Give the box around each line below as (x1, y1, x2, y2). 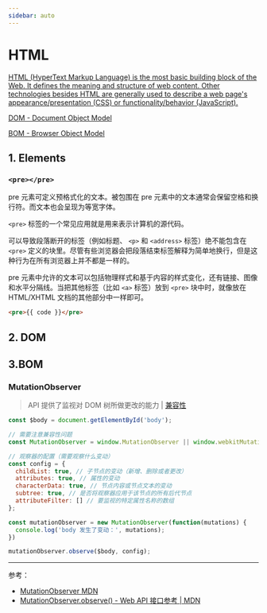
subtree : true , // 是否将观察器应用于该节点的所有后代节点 (15, 490, 192, 498)
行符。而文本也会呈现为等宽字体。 (8, 202, 120, 211)
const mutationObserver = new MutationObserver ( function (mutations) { (8, 518, 247, 526)
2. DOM (8, 331, 46, 344)
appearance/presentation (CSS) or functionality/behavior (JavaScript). (8, 97, 238, 107)
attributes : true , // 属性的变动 (15, 475, 121, 483)
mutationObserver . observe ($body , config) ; (8, 548, 151, 556)
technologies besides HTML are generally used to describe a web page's (8, 89, 248, 99)
